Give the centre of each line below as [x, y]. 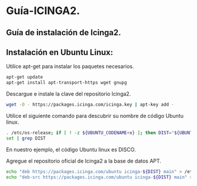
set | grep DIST [26, 138]
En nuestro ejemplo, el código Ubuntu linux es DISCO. [71, 149]
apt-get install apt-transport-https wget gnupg [67, 83]
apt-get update [25, 77]
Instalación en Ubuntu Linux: [60, 52]
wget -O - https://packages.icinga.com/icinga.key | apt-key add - [90, 105]
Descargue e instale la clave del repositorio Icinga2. [69, 94]
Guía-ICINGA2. [43, 11]
